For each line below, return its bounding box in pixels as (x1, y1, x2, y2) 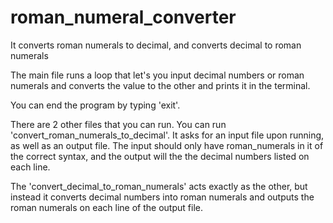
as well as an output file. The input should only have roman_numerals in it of (10, 139, 324, 151)
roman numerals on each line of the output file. (10, 201, 203, 213)
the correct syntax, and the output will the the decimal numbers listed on (10, 150, 310, 162)
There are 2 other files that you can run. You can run (10, 118, 227, 130)
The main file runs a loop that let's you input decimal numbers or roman (10, 69, 305, 81)
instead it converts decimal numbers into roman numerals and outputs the (10, 191, 315, 203)
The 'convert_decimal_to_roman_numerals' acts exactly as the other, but (10, 180, 308, 192)
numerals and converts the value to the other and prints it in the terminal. (10, 79, 311, 91)
